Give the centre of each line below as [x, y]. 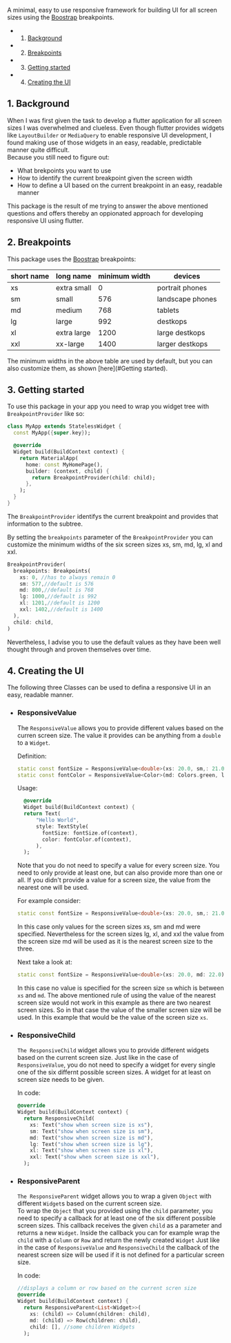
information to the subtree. [45, 524]
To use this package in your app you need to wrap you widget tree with [108, 406]
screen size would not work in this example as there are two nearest [114, 1003]
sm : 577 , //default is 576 [57, 584]
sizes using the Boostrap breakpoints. [61, 17]
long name [74, 276]
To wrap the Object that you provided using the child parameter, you [115, 1211]
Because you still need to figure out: [59, 157]
